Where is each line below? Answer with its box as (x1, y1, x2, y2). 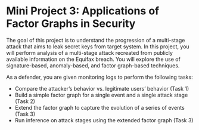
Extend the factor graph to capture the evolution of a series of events (14, 104, 185, 111)
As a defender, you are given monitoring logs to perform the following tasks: (6, 73, 193, 81)
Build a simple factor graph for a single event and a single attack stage (14, 91, 188, 98)
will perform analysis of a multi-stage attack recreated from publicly (6, 49, 173, 56)
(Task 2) (14, 97, 36, 105)
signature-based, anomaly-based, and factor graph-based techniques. (6, 61, 180, 69)
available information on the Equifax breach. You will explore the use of (6, 55, 181, 63)
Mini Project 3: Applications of (6, 4, 160, 18)
